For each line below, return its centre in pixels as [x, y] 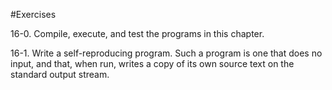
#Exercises [33, 14]
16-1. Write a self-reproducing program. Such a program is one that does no [166, 53]
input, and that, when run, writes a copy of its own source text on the [152, 63]
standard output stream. [60, 74]
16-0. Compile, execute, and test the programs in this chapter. [137, 33]
